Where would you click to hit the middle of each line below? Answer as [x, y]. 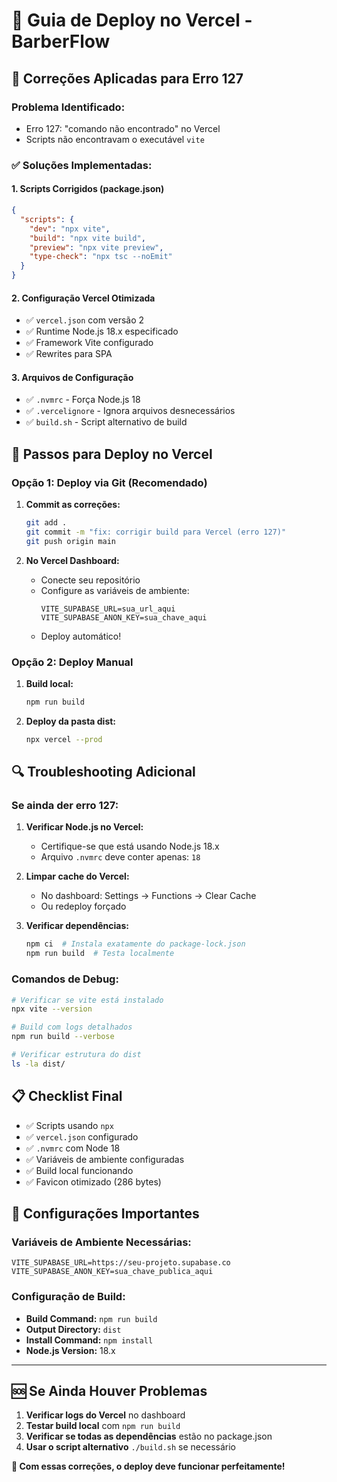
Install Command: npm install [89, 1340]
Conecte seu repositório [90, 580]
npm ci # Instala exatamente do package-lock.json [135, 944]
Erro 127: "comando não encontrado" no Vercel [123, 128]
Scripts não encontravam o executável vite [115, 139]
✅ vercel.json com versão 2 [85, 320]
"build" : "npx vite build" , [87, 238]
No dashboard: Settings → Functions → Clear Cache [148, 896]
